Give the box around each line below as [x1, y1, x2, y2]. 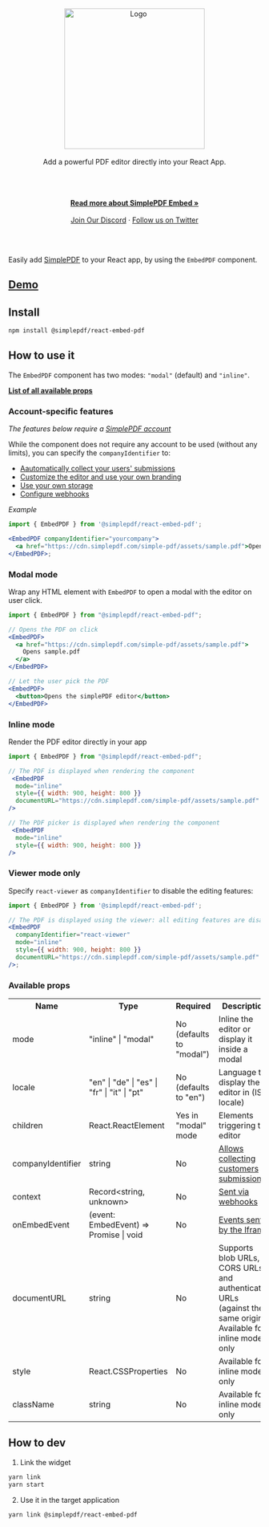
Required [175, 1000, 211, 1012]
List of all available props [8, 385, 94, 395]
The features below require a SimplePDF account [8, 424, 171, 434]
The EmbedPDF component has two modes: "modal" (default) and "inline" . [8, 370, 251, 380]
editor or [219, 1024, 251, 1034]
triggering [219, 1120, 256, 1130]
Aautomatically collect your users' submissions [19, 464, 176, 474]
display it [219, 1034, 253, 1044]
